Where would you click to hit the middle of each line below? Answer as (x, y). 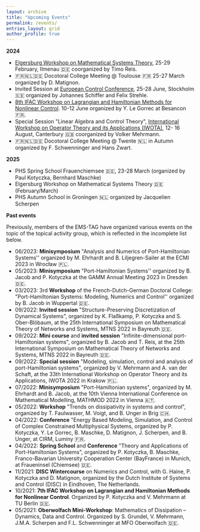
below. (14, 240)
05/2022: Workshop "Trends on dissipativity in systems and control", (100, 407)
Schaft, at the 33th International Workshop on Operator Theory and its (101, 374)
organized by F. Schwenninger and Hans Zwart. (73, 148)
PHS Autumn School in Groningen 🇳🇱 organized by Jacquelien (93, 197)
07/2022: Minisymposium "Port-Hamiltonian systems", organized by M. (103, 388)
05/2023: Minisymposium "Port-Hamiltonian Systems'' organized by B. (103, 271)
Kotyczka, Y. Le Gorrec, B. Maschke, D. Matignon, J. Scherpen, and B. (101, 433)
